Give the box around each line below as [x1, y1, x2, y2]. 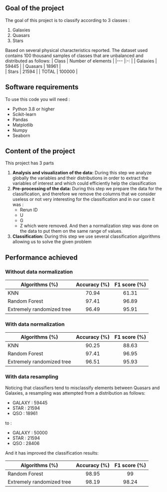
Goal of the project [5, 4, 64, 12]
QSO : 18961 [12, 410, 38, 416]
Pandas [12, 116, 28, 122]
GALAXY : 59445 [12, 400, 48, 406]
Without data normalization [5, 268, 73, 275]
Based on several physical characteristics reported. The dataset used [5, 47, 148, 53]
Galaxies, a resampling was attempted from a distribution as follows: [5, 390, 146, 396]
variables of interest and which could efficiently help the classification [12, 180, 156, 186]
